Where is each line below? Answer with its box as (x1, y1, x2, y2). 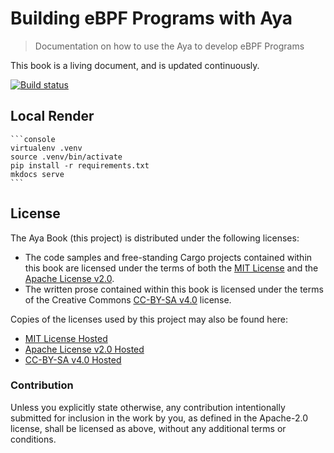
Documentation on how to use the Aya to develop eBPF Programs (34, 40, 305, 52)
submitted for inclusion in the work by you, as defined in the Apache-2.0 (10, 412, 308, 424)
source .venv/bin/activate (10, 152, 123, 162)
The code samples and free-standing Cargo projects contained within (24, 251, 313, 263)
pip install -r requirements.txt (10, 160, 150, 171)
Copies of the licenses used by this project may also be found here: (10, 313, 289, 325)
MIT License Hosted (24, 332, 108, 344)
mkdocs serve (10, 169, 65, 179)
